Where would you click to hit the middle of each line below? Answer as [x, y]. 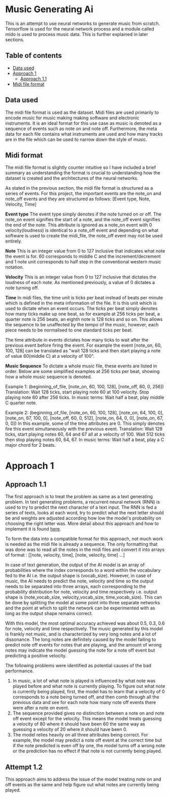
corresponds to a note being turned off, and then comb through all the [86, 697]
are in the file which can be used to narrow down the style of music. [76, 139]
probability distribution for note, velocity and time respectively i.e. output [81, 592]
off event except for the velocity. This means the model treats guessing [87, 719]
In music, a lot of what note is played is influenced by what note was [84, 681]
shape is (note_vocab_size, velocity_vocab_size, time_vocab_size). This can [84, 597]
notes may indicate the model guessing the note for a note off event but [80, 650]
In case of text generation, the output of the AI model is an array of [75, 565]
